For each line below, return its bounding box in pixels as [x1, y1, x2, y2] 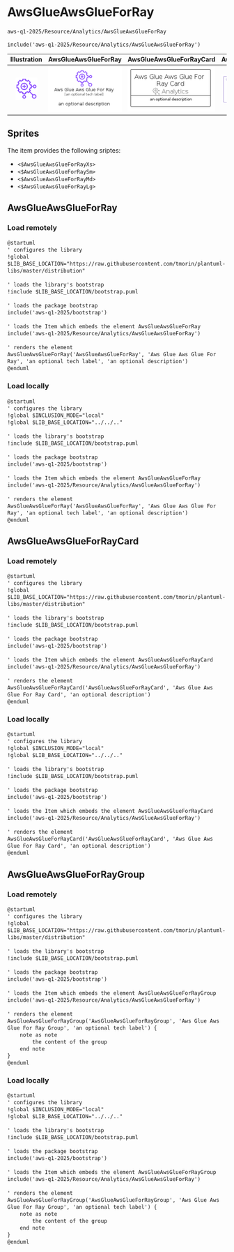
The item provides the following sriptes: [7, 146, 121, 154]
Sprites [7, 128, 40, 139]
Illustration [10, 55, 43, 63]
